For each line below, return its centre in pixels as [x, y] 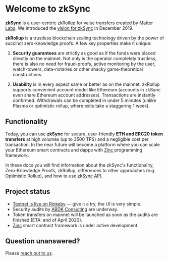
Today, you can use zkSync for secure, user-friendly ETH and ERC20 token [84, 134]
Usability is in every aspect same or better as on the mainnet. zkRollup [86, 84]
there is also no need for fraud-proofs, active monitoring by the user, [84, 64]
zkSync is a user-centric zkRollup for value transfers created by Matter [79, 23]
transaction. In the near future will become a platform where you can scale [83, 144]
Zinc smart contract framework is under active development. [75, 225]
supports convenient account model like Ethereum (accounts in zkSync [87, 89]
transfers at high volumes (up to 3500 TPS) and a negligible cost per [77, 139]
